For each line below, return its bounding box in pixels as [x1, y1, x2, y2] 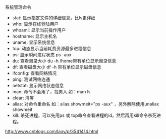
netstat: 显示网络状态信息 [12, 83, 64, 88]
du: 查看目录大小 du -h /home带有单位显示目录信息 [12, 58, 116, 64]
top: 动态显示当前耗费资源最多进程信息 [12, 46, 92, 51]
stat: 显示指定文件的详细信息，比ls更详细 [12, 15, 96, 21]
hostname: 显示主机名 [12, 34, 57, 39]
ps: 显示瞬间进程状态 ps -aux [12, 52, 72, 58]
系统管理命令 [5, 4, 31, 10]
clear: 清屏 [12, 95, 34, 101]
